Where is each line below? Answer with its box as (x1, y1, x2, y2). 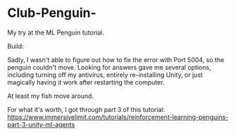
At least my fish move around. (7, 92, 94, 100)
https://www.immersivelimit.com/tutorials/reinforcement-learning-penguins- (7, 113, 229, 121)
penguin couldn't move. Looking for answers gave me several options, (7, 63, 211, 71)
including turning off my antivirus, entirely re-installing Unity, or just (7, 70, 203, 79)
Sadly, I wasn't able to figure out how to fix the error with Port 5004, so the (7, 55, 225, 64)
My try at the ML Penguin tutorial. (7, 28, 104, 37)
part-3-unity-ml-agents (7, 120, 75, 128)
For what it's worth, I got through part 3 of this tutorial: (7, 105, 166, 113)
